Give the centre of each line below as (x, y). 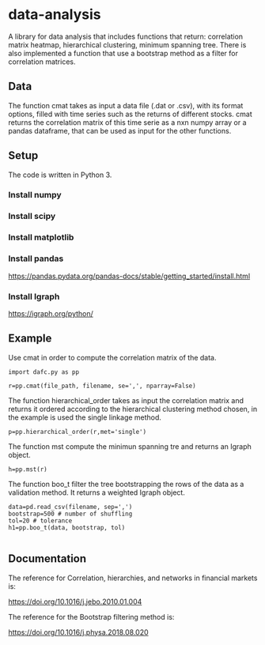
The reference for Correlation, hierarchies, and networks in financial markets (133, 578)
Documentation (47, 559)
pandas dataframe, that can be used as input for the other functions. (120, 130)
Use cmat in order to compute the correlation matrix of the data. (112, 357)
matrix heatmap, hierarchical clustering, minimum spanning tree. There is (127, 44)
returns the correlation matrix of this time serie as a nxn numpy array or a (127, 122)
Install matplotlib (41, 237)
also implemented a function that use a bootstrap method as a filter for (123, 53)
